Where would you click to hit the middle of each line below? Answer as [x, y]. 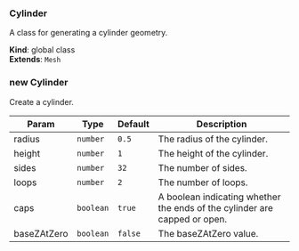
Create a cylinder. [41, 101]
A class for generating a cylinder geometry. [89, 33]
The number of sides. [202, 167]
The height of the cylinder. [213, 153]
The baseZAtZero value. [208, 233]
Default [133, 124]
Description [222, 124]
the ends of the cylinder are [215, 207]
